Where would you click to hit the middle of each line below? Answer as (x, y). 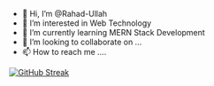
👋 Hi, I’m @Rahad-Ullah (65, 14)
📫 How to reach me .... (64, 52)
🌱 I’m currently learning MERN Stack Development (113, 32)
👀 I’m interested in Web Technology (87, 23)
